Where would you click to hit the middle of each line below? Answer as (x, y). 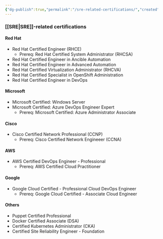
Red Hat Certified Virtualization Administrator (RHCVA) (66, 70)
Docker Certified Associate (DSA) (45, 221)
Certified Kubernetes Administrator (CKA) (54, 226)
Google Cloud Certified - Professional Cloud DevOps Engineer (74, 188)
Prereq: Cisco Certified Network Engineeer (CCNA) (70, 140)
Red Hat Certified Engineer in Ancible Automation (61, 59)
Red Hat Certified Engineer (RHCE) (47, 49)
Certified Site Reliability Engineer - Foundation (58, 231)
